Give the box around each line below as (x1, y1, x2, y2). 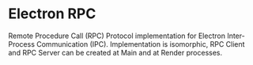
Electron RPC (8, 5, 96, 23)
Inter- (226, 31, 245, 40)
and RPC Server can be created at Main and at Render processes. (8, 48, 223, 57)
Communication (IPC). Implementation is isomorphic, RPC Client (36, 39, 245, 48)
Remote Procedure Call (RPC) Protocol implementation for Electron (8, 31, 225, 40)
